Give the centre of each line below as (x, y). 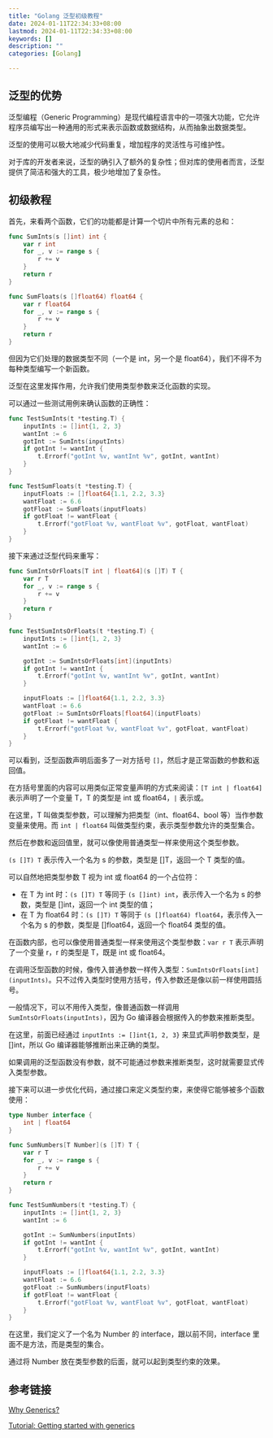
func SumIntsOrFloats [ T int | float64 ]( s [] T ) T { (96, 571)
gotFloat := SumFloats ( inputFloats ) (85, 509)
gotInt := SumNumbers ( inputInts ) (80, 1235)
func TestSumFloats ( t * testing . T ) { (70, 486)
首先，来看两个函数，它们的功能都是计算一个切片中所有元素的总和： (122, 221)
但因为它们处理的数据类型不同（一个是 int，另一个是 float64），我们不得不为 (135, 358)
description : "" (36, 46)
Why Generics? (34, 1410)
